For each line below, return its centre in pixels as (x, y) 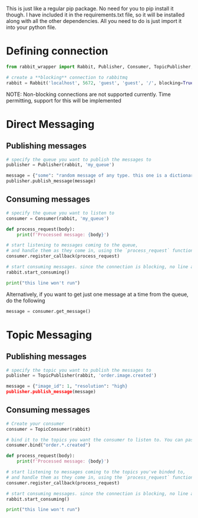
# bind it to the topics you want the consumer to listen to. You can (95, 440)
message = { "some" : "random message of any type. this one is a (87, 176)
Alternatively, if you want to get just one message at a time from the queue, (97, 294)
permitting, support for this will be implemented (64, 100)
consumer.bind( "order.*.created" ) (49, 445)
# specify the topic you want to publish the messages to (79, 370)
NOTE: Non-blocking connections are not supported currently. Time (88, 94)
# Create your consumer (35, 424)
